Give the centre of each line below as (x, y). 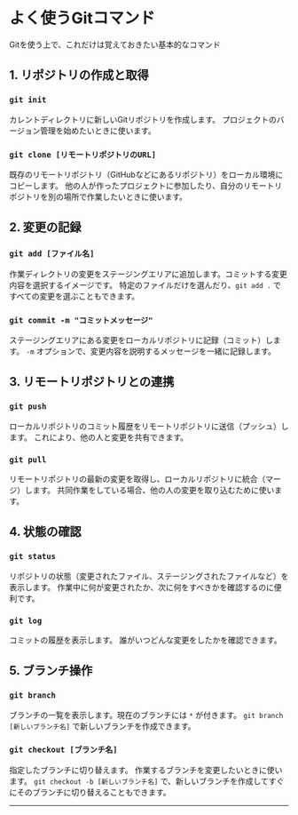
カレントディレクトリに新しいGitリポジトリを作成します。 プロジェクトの (143, 119)
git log (26, 620)
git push (28, 407)
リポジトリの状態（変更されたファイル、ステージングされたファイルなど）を (149, 576)
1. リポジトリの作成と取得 (79, 75)
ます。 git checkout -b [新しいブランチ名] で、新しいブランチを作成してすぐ (147, 781)
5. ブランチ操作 (51, 671)
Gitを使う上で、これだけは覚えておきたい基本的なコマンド (115, 44)
